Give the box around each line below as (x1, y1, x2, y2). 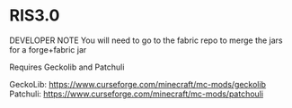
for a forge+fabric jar (9, 44, 87, 54)
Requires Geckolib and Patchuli (9, 62, 125, 72)
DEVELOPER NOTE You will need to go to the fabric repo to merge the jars (9, 35, 283, 46)
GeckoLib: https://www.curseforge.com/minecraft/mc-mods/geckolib (9, 79, 267, 89)
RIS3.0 (9, 5, 60, 26)
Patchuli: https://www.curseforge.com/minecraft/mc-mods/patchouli (9, 88, 263, 99)
